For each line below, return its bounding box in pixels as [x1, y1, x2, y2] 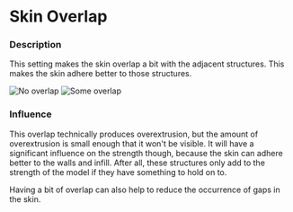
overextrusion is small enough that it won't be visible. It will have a [9, 137, 254, 149]
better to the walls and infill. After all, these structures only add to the [9, 157, 265, 168]
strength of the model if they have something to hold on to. [9, 166, 227, 177]
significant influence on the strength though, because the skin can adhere [9, 147, 283, 158]
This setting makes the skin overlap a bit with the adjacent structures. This [9, 58, 285, 69]
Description [9, 39, 62, 51]
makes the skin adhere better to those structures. [9, 68, 192, 79]
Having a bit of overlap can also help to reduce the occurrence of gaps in [9, 184, 280, 195]
